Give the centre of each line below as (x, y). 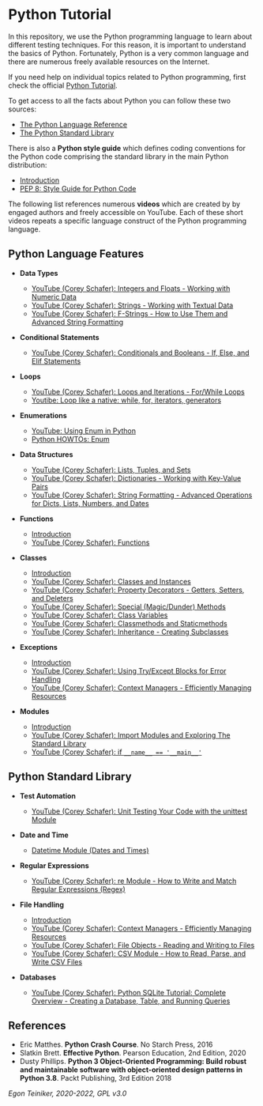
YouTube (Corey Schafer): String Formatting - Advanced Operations (142, 495)
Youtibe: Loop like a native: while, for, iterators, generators (126, 400)
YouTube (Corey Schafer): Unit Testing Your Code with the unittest (139, 811)
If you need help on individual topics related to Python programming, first (127, 77)
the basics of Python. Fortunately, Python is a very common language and (128, 53)
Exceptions (38, 647)
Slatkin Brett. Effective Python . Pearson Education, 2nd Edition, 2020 (133, 1053)
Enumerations (43, 415)
